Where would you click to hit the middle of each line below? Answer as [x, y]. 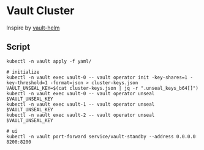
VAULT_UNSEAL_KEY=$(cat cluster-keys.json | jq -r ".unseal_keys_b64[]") [103, 88]
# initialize [23, 72]
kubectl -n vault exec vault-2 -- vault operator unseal [81, 115]
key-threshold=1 [27, 83]
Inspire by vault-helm [33, 28]
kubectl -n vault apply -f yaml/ [49, 61]
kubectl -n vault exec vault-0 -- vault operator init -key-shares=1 [97, 77]
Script [18, 47]
